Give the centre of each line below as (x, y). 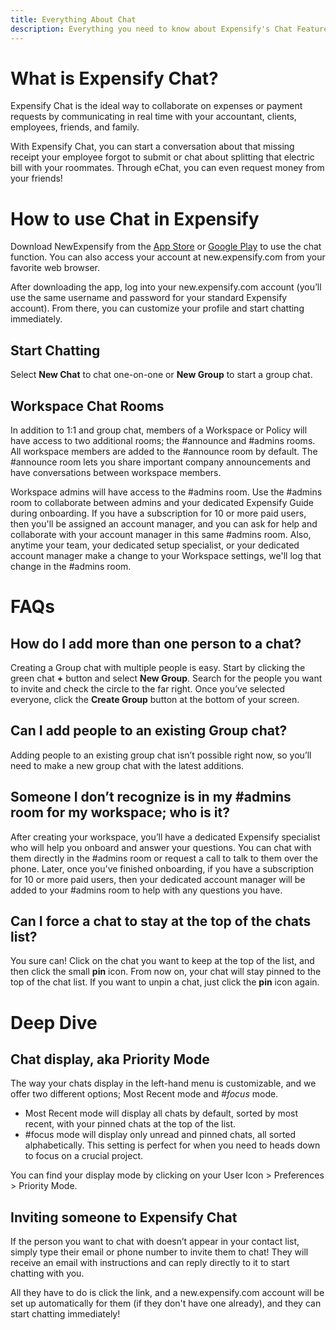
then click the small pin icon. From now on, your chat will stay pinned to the (166, 972)
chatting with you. (47, 1273)
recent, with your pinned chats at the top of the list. (130, 1124)
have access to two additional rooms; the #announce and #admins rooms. (163, 440)
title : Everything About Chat (73, 19)
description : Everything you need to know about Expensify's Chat (151, 29)
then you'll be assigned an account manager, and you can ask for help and (164, 524)
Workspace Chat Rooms (87, 406)
